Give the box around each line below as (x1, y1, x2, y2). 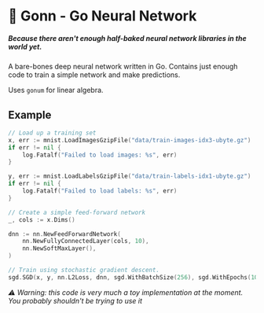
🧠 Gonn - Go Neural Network (8, 7, 197, 25)
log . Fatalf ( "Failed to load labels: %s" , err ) (22, 187, 178, 195)
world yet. (8, 42, 42, 51)
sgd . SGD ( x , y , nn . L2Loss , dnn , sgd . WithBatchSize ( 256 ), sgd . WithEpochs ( (8, 273, 251, 282)
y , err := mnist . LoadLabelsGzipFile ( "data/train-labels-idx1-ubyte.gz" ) (8, 172, 251, 180)
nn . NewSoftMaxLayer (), (22, 245, 97, 252)
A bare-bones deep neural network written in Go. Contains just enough (8, 62, 238, 72)
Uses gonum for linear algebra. (8, 86, 104, 95)
